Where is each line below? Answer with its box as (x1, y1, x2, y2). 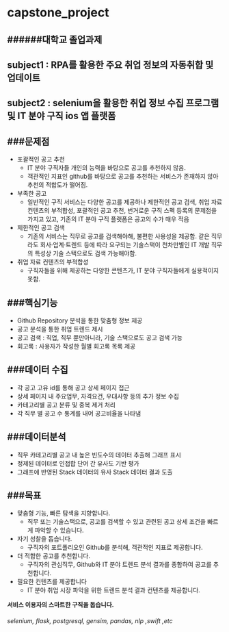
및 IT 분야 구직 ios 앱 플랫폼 (7, 110, 116, 122)
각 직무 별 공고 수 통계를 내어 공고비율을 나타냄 (16, 409, 142, 417)
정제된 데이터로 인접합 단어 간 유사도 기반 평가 (16, 459, 139, 467)
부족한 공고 (16, 190, 47, 198)
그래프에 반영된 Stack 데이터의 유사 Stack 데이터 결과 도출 (16, 468, 173, 476)
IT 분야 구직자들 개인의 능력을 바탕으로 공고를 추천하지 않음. (27, 164, 186, 172)
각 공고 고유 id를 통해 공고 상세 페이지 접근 (16, 383, 130, 392)
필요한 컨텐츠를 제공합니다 (16, 577, 87, 586)
